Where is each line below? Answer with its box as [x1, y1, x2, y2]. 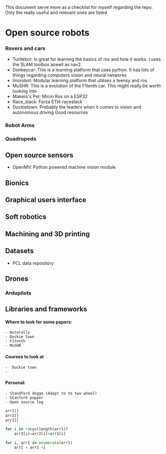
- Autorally [5, 330, 30, 335]
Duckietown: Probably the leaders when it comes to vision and [12, 104, 141, 110]
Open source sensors [5, 151, 73, 159]
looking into [12, 88, 37, 94]
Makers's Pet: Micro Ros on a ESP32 [12, 94, 88, 100]
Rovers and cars [5, 45, 46, 52]
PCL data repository [12, 260, 54, 266]
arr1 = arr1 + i [14, 445, 46, 450]
